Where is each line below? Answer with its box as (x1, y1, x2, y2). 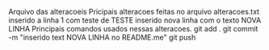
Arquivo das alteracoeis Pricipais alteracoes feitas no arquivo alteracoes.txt (8, 7, 260, 16)
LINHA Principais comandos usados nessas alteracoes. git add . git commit (8, 24, 258, 33)
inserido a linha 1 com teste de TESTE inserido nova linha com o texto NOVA (8, 15, 262, 25)
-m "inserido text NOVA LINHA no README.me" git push (8, 32, 196, 42)
